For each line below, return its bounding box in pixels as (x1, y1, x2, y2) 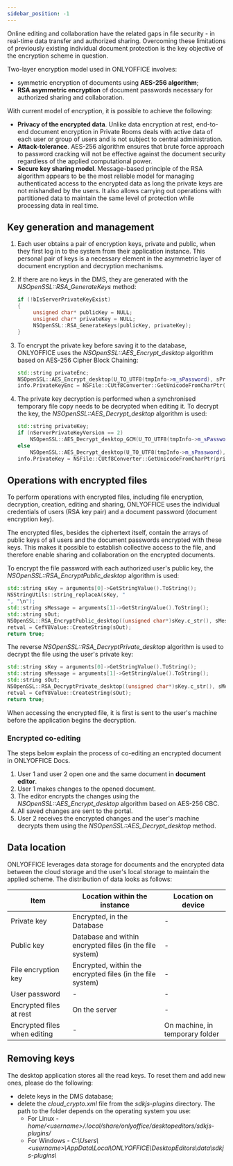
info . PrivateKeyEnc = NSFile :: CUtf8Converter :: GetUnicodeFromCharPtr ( (17, 382, 226, 389)
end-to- (196, 120, 218, 129)
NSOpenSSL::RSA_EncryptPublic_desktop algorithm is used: (7, 571, 180, 580)
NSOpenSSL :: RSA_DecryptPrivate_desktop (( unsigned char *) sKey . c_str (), (7, 683, 216, 690)
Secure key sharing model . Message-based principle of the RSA (17, 164, 203, 172)
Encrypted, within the (72, 960, 142, 970)
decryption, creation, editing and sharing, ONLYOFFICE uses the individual (7, 500, 221, 509)
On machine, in (164, 1020, 214, 1030)
